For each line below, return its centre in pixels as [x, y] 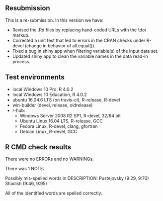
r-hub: [19, 110]
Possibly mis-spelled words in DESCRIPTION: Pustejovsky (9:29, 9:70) [77, 178]
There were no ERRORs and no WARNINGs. [49, 159]
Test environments [35, 77]
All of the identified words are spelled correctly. [54, 193]
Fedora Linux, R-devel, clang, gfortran [59, 126]
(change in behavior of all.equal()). [60, 46]
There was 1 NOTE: [25, 169]
